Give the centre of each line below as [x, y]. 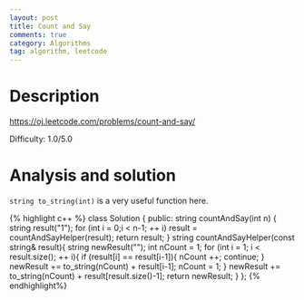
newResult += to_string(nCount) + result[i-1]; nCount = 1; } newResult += [145, 266]
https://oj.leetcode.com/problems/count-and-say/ [103, 121]
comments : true [38, 34]
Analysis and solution [93, 175]
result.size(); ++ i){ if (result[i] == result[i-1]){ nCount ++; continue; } [137, 256]
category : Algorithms [50, 43]
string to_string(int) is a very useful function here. [109, 201]
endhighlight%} [39, 285]
